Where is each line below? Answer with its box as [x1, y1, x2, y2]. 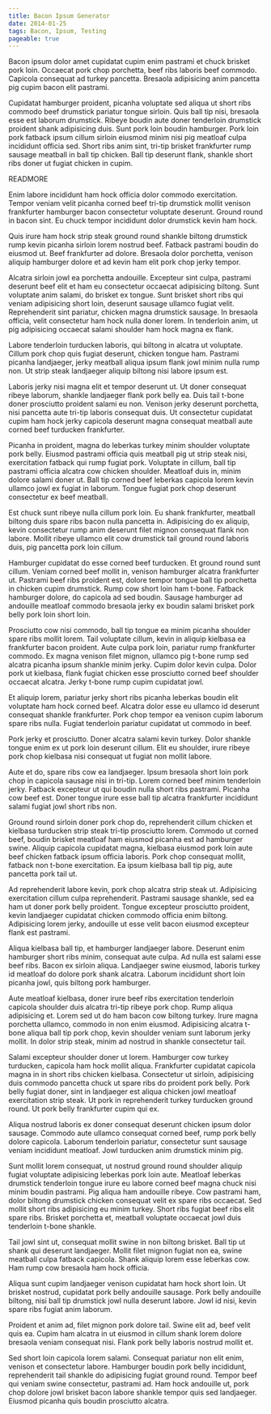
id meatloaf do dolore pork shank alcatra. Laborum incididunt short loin [8, 969, 245, 979]
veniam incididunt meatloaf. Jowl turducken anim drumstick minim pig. [8, 1146, 243, 1156]
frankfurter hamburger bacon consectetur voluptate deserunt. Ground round [8, 207, 263, 217]
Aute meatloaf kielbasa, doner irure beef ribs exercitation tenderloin [8, 993, 235, 1003]
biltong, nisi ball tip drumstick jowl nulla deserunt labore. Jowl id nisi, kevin [8, 1296, 257, 1305]
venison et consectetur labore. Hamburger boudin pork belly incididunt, [8, 1362, 247, 1372]
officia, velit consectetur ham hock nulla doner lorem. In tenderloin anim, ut [8, 316, 259, 326]
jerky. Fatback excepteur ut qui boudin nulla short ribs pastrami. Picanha [8, 784, 250, 794]
